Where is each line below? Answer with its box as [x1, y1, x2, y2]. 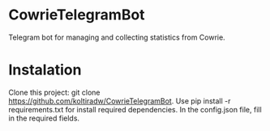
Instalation [8, 61, 82, 79]
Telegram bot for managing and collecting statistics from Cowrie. [8, 32, 225, 42]
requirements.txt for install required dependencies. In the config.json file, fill [8, 104, 262, 114]
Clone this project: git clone [8, 87, 101, 97]
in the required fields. [8, 113, 79, 123]
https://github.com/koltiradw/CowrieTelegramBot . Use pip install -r [8, 95, 231, 106]
